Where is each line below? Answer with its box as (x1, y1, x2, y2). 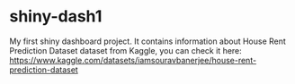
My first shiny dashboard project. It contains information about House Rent (9, 36, 286, 46)
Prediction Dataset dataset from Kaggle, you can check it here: (9, 45, 243, 55)
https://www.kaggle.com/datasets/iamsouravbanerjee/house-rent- (9, 55, 257, 65)
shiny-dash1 (9, 6, 103, 27)
